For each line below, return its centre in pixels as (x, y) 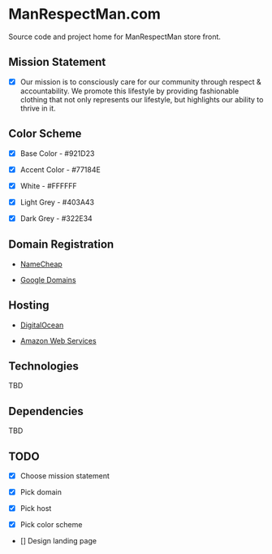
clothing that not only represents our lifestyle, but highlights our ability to (142, 99)
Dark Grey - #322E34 (56, 218)
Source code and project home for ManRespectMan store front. (115, 37)
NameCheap (41, 264)
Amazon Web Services (58, 340)
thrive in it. (38, 108)
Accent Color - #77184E (60, 169)
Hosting (29, 305)
